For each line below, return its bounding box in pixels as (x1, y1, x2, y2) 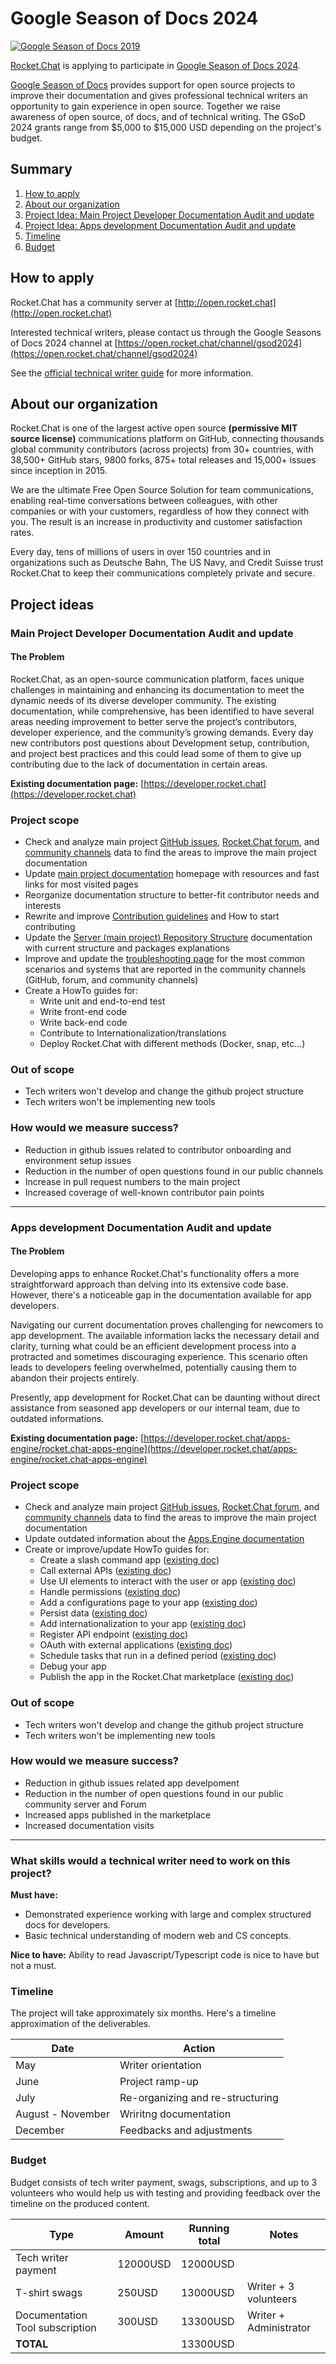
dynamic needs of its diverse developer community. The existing (10, 694, 277, 706)
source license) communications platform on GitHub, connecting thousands (10, 433, 325, 445)
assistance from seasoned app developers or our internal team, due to (10, 1402, 300, 1414)
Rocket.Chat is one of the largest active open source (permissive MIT (10, 422, 298, 434)
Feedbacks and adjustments (119, 2123, 253, 2137)
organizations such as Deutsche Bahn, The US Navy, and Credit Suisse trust (10, 557, 324, 569)
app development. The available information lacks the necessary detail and (10, 1329, 320, 1341)
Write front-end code (39, 1006, 127, 1018)
